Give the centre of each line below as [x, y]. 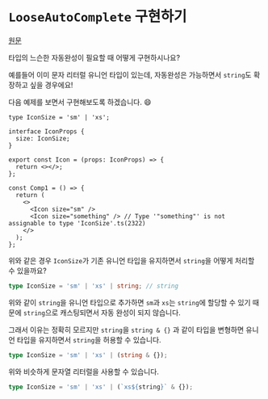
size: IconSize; [43, 138]
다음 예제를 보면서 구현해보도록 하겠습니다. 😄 [80, 102]
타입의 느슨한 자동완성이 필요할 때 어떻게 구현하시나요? [94, 57]
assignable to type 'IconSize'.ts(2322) [77, 223]
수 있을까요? [27, 271]
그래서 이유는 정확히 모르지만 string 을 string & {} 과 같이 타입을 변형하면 [126, 330]
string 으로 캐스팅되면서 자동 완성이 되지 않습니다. [102, 313]
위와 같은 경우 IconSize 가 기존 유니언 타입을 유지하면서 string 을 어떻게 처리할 [132, 260]
